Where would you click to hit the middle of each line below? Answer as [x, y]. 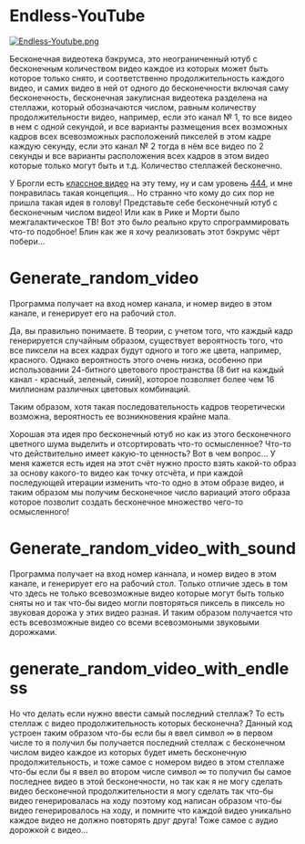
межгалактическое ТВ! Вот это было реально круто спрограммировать [149, 222]
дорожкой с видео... [49, 829]
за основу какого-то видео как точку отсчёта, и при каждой [127, 473]
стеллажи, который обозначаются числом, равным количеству [133, 107]
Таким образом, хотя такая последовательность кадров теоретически [147, 406]
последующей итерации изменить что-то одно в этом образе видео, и [147, 482]
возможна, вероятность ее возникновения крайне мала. [120, 416]
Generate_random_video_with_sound [153, 549]
